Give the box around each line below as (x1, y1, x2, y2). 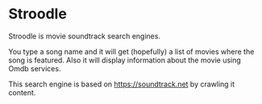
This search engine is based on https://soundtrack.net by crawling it (8, 79, 235, 89)
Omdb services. (8, 63, 61, 73)
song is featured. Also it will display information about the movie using (8, 55, 242, 65)
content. (8, 87, 36, 97)
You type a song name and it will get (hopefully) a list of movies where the (8, 46, 255, 56)
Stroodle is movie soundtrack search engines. (8, 31, 161, 41)
